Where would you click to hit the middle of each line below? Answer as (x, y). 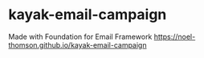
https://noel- (175, 37)
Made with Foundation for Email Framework (80, 37)
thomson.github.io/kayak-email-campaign (78, 44)
